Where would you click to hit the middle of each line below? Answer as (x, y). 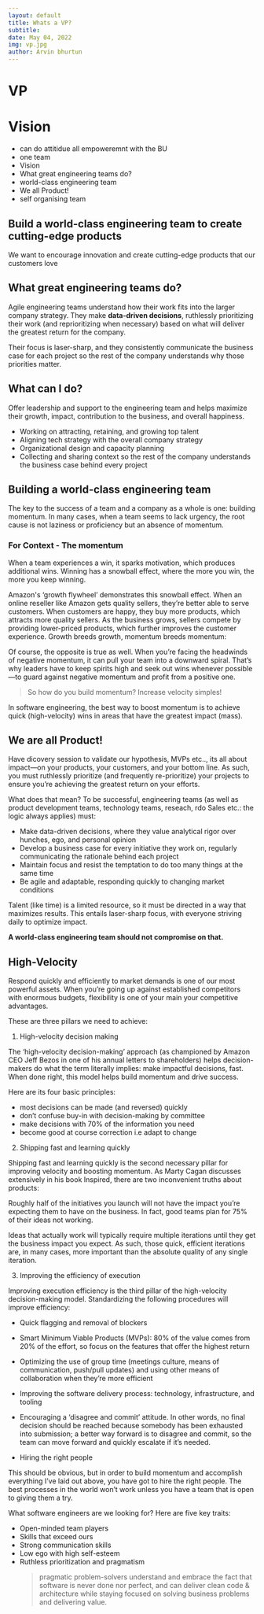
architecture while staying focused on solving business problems (144, 1594)
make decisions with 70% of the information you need (107, 1124)
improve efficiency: (39, 1308)
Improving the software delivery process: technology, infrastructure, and (137, 1394)
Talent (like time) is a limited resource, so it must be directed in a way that (127, 905)
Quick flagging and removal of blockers (83, 1323)
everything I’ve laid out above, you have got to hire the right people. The (125, 1481)
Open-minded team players (64, 1528)
